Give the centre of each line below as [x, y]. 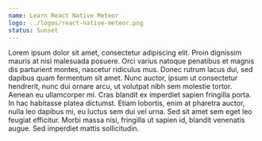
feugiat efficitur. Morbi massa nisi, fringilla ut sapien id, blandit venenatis [127, 120]
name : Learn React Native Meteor [64, 15]
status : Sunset [33, 30]
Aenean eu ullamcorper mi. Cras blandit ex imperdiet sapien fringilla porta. [130, 95]
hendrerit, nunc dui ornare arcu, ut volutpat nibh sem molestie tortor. [120, 86]
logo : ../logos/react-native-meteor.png [76, 23]
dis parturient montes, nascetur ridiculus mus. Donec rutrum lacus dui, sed [131, 70]
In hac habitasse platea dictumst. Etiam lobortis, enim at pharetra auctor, [127, 103]
